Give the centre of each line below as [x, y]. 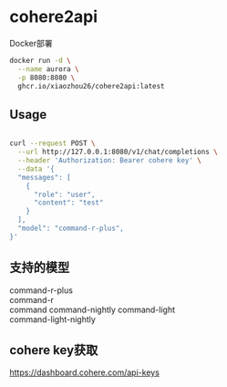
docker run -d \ [40, 60]
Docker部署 [31, 43]
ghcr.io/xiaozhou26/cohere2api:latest [92, 86]
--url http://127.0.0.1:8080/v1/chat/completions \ [118, 152]
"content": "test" [68, 203]
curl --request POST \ [52, 143]
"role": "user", [64, 194]
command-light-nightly [52, 319]
